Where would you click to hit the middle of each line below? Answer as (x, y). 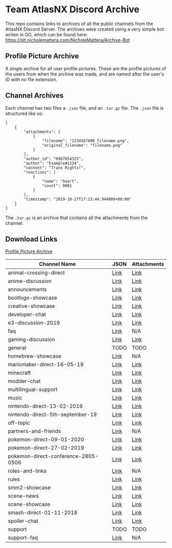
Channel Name (58, 264)
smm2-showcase (29, 487)
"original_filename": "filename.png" (82, 145)
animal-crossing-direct (36, 273)
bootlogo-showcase (33, 298)
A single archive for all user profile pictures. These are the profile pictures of (86, 68)
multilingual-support (33, 389)
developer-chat (27, 315)
